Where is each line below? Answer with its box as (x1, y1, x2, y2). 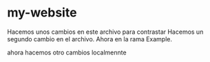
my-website (7, 5, 77, 21)
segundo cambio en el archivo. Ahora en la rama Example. (7, 34, 173, 43)
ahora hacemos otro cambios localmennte (7, 48, 127, 56)
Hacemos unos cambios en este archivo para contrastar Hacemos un (7, 28, 204, 36)
